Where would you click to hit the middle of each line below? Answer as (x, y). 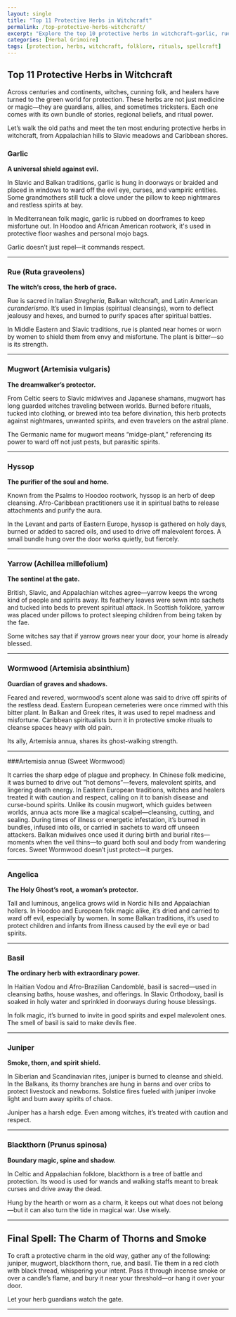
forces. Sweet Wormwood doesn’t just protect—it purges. (91, 849)
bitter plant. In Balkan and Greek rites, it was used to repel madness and (111, 712)
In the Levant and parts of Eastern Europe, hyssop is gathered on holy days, (117, 524)
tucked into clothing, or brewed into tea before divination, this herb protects (117, 413)
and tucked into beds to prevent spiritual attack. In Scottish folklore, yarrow (116, 608)
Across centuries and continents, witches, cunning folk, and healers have (113, 91)
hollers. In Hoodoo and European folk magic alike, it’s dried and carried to (113, 911)
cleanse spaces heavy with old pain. (60, 727)
